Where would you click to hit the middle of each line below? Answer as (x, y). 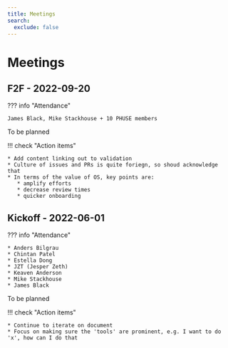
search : (19, 21)
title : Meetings (31, 14)
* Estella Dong (30, 260)
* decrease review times (54, 190)
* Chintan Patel (31, 254)
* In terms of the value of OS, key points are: (81, 178)
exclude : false (36, 27)
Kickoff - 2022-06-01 (56, 218)
